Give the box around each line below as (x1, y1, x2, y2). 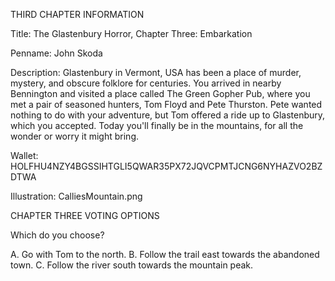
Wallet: (10, 150, 39, 161)
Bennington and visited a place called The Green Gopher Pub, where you (10, 88, 311, 99)
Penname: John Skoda (10, 47, 103, 59)
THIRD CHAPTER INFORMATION (10, 9, 145, 20)
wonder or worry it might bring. (10, 130, 140, 142)
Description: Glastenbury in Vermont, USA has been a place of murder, (10, 67, 302, 78)
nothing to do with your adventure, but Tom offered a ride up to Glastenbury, (10, 109, 326, 121)
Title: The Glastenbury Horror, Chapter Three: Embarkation (10, 28, 253, 39)
